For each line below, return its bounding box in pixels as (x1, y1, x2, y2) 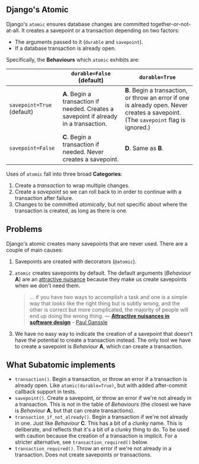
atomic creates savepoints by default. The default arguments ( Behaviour (14, 269, 191, 277)
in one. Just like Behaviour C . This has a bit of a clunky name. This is (14, 419, 182, 427)
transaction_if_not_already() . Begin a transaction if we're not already (14, 414, 188, 421)
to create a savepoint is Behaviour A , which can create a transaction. (14, 342, 184, 349)
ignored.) (125, 123, 151, 131)
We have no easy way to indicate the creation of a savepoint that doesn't (14, 330, 193, 337)
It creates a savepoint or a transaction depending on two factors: (21, 27, 179, 34)
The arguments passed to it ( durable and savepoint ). (14, 38, 143, 45)
